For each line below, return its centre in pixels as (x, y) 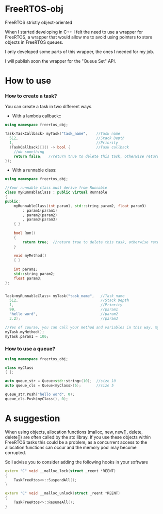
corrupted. (16, 452)
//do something (29, 152)
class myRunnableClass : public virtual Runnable (56, 193)
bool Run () (25, 233)
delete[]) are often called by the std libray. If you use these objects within (78, 437)
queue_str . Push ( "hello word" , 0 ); (40, 395)
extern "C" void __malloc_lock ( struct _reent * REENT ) (61, 471)
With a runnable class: (34, 170)
